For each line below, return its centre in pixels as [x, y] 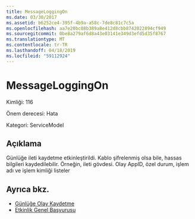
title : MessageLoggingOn [37, 12]
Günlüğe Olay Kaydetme [45, 204]
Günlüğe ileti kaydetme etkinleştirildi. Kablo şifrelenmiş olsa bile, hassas [94, 158]
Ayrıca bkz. [28, 189]
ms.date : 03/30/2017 [32, 17]
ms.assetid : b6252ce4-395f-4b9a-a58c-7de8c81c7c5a [70, 23]
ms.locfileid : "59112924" [38, 56]
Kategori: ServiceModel [35, 125]
